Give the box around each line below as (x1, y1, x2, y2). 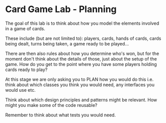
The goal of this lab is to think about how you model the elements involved (5, 20, 159, 26)
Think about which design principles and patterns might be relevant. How (5, 97, 157, 103)
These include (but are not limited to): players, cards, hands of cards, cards (5, 35, 161, 41)
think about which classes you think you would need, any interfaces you (5, 82, 155, 88)
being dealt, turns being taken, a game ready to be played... (5, 40, 129, 46)
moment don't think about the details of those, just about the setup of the (5, 55, 157, 61)
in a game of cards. (5, 25, 45, 31)
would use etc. (5, 87, 36, 93)
